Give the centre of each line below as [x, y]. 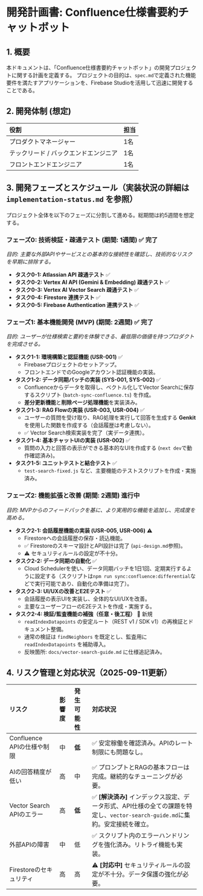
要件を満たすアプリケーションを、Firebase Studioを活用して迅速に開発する [100, 83]
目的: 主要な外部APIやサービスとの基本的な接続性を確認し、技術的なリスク [99, 254]
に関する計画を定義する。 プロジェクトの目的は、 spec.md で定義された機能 [104, 75]
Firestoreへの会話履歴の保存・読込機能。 [75, 538]
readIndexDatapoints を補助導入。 [66, 644]
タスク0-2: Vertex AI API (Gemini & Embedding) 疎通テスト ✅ [92, 282]
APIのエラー [26, 815]
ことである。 [22, 90]
